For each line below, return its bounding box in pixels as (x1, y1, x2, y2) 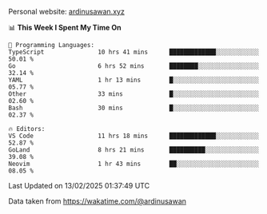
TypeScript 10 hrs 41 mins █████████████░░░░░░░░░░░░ (8, 48, 260, 56)
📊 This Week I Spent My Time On (8, 23, 122, 32)
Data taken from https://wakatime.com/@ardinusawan (8, 196, 186, 206)
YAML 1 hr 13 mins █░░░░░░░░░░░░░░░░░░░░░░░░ (8, 76, 260, 84)
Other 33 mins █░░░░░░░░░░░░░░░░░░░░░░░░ (8, 90, 260, 98)
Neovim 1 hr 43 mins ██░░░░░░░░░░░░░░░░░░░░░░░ (8, 160, 260, 168)
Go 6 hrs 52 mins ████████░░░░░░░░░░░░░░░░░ (8, 62, 260, 70)
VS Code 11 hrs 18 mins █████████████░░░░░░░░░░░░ (8, 132, 260, 140)
